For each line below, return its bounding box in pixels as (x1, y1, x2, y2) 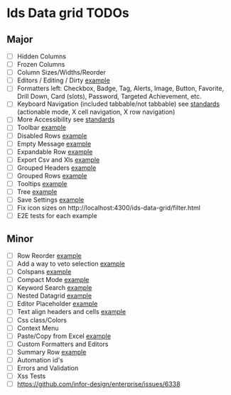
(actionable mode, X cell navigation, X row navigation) (16, 108, 176, 117)
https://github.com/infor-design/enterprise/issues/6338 (16, 380, 181, 388)
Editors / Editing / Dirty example (16, 76, 111, 85)
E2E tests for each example (16, 212, 97, 220)
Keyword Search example (16, 283, 92, 292)
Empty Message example (16, 139, 92, 148)
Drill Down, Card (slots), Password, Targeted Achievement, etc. (16, 92, 202, 101)
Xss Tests (16, 372, 46, 380)
